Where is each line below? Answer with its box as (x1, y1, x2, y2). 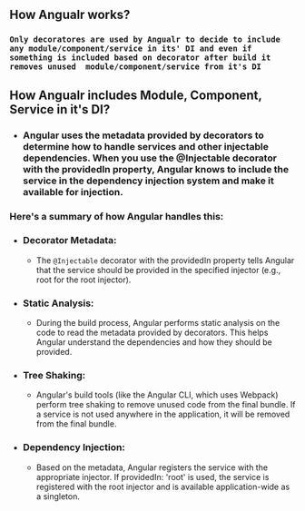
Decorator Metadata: (22, 234, 117, 247)
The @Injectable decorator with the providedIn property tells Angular (35, 254, 295, 266)
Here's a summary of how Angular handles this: (9, 210, 224, 222)
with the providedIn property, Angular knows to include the (22, 162, 289, 175)
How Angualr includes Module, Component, (9, 87, 262, 103)
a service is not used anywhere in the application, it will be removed (35, 408, 290, 420)
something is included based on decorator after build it (9, 53, 271, 63)
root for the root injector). (35, 274, 132, 285)
